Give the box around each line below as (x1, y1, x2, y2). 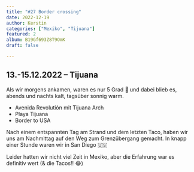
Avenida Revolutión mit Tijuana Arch (14, 103, 104, 111)
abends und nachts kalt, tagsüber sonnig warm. (6, 92, 124, 99)
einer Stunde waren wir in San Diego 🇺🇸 (6, 141, 107, 148)
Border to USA (14, 117, 51, 124)
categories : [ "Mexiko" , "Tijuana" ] (6, 25, 95, 32)
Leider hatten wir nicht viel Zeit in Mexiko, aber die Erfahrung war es (6, 153, 175, 160)
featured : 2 (6, 31, 36, 37)
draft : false (6, 43, 39, 49)
